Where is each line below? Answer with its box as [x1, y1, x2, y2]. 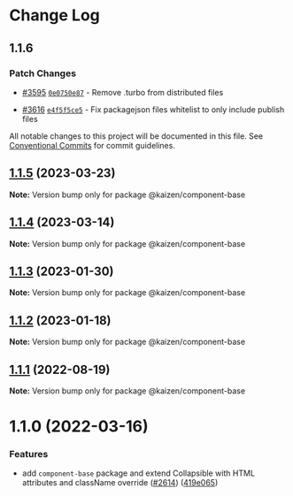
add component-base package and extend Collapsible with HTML [21, 468, 255, 478]
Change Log [9, 5, 100, 26]
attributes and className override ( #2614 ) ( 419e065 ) [21, 477, 219, 488]
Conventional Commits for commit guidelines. [9, 140, 175, 150]
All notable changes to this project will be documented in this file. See [9, 130, 264, 141]
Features [9, 448, 49, 461]
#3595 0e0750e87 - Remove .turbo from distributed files [21, 87, 224, 97]
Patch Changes [9, 67, 77, 80]
